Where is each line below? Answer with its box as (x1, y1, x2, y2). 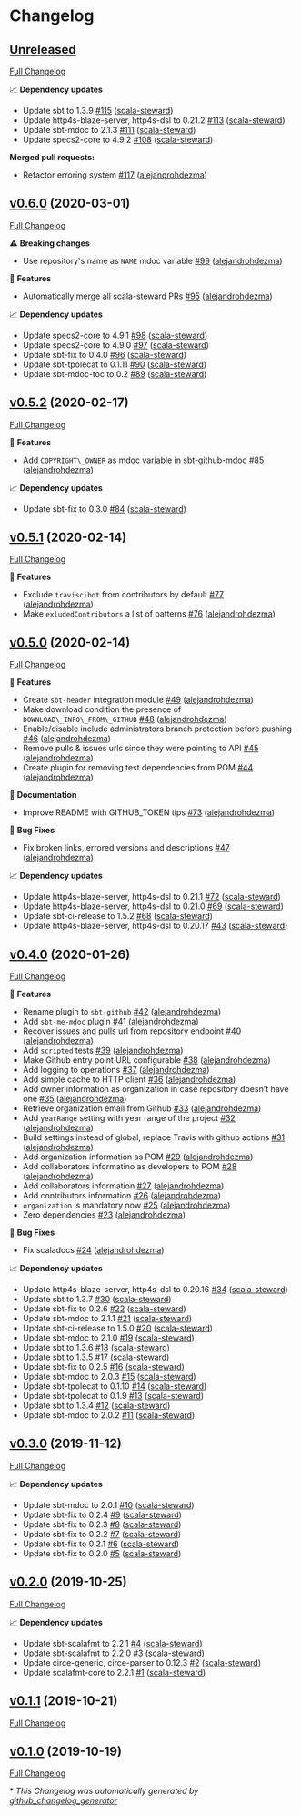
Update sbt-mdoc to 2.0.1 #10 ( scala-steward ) (22, 1499, 195, 1510)
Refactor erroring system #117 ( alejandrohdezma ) (22, 169, 207, 180)
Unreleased (9, 42, 77, 57)
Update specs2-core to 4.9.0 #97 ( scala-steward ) (22, 339, 209, 351)
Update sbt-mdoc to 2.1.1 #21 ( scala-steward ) (22, 1313, 193, 1324)
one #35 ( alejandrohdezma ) (22, 1094, 127, 1105)
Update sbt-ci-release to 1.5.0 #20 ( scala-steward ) (22, 1322, 214, 1334)
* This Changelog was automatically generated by (9, 1786, 199, 1797)
